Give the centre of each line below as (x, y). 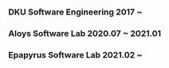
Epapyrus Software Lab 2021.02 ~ (75, 54)
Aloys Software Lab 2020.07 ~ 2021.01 (85, 33)
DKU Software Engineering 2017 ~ (75, 12)
